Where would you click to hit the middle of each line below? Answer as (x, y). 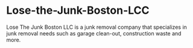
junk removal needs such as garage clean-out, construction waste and (94, 33)
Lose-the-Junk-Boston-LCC (78, 10)
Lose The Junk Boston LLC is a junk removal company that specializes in (96, 27)
